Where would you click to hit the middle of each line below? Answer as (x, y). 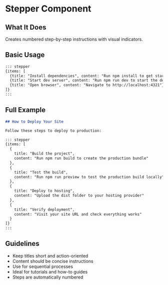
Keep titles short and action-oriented (50, 255)
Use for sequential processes (43, 266)
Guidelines (22, 244)
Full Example (25, 110)
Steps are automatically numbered (48, 277)
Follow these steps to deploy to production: (53, 131)
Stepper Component (48, 9)
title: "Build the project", (44, 154)
